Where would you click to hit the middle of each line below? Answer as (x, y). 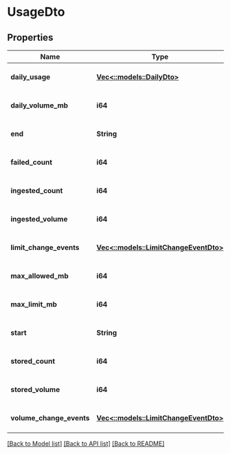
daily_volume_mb (40, 105)
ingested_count (37, 190)
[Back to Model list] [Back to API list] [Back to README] (86, 444)
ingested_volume (39, 219)
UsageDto (36, 12)
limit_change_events (45, 247)
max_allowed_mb (40, 276)
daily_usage (31, 77)
